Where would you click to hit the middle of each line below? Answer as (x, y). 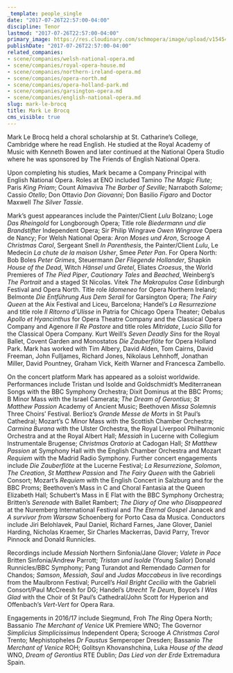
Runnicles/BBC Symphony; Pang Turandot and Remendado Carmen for (109, 567)
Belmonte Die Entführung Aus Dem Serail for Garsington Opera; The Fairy (112, 297)
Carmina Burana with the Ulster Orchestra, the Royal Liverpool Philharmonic (116, 428)
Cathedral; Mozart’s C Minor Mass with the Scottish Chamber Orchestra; (111, 421)
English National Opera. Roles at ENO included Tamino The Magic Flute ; (110, 180)
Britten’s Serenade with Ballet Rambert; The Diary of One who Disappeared (115, 502)
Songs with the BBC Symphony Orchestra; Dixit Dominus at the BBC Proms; (115, 391)
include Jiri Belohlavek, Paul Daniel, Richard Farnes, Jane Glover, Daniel (110, 524)
